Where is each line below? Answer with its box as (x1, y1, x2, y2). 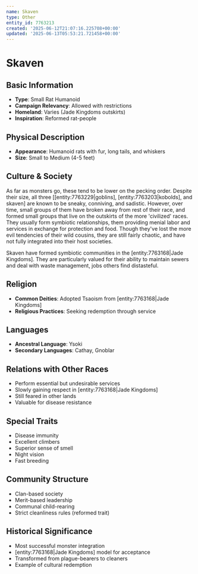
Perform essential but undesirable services (14, 380, 121, 387)
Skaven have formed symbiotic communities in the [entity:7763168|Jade (6, 249, 183, 256)
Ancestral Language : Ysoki (14, 340, 83, 348)
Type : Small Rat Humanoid (14, 96, 80, 103)
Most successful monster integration (14, 542, 105, 549)
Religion (6, 279, 37, 289)
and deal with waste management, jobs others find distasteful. (6, 262, 159, 269)
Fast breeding (14, 457, 49, 464)
